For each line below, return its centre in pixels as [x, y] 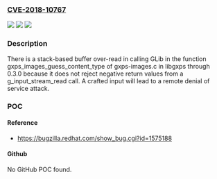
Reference [23, 123]
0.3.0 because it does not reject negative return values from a [95, 74]
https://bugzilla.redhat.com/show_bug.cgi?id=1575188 [94, 138]
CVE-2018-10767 [37, 10]
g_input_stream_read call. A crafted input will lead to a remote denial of [108, 80]
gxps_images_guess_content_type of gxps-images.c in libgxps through [108, 66]
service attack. [28, 88]
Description [27, 44]
